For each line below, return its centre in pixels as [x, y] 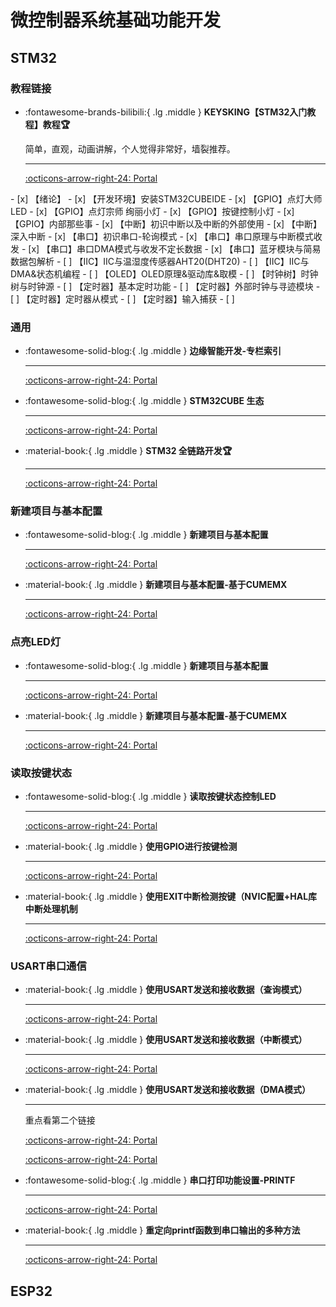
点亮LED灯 [36, 642]
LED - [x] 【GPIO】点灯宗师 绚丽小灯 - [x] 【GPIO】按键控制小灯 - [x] [152, 211]
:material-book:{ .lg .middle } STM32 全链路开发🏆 [128, 451]
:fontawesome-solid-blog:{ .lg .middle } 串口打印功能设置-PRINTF [160, 1180]
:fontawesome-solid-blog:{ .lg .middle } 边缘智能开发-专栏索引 [153, 351]
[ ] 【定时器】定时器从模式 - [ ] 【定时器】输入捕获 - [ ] [122, 298]
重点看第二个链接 [60, 1120]
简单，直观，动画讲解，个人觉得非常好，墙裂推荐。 [130, 148]
